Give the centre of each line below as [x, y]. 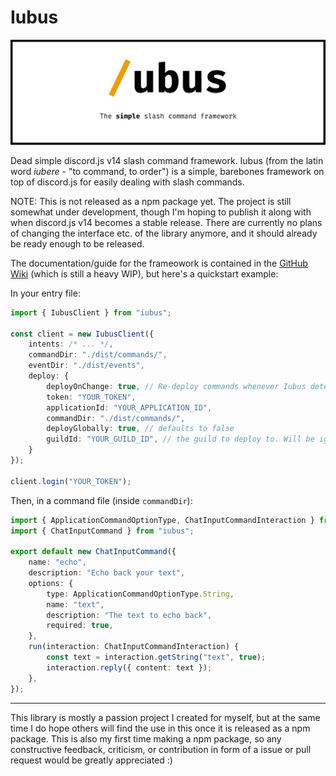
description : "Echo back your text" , [107, 573]
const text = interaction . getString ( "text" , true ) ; [156, 657]
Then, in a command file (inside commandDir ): [101, 500]
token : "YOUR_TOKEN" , [91, 397]
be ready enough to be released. [77, 243]
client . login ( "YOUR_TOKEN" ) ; [71, 481]
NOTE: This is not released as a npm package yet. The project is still [151, 201]
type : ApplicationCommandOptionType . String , [140, 594]
